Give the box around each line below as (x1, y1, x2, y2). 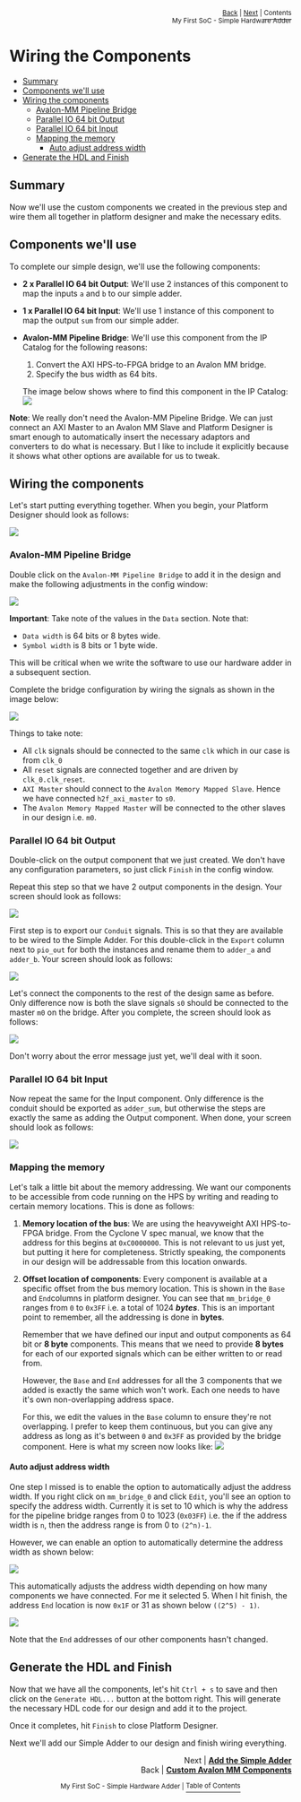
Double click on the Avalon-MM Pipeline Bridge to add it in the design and (9, 569, 281, 580)
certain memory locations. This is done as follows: (9, 1200, 195, 1211)
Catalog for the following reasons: (21, 342, 148, 352)
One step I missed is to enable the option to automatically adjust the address (9, 1481, 292, 1492)
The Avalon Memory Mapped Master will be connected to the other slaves (21, 802, 286, 813)
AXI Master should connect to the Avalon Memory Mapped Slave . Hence (21, 783, 281, 793)
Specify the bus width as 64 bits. (35, 368, 158, 379)
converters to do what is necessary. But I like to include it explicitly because (9, 440, 289, 452)
